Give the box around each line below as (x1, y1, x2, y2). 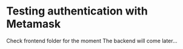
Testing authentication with (6, 4, 148, 18)
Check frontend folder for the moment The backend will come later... (6, 37, 178, 44)
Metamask (6, 17, 61, 31)
